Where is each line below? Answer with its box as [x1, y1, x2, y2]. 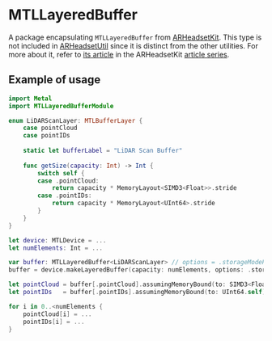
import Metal [8, 95, 53, 103]
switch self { [37, 169, 85, 177]
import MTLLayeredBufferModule [8, 102, 114, 110]
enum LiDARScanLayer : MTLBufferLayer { [8, 116, 143, 124]
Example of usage [8, 73, 101, 86]
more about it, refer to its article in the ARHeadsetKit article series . [8, 49, 230, 59]
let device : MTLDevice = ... [8, 236, 107, 244]
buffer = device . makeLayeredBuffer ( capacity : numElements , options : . [8, 266, 252, 274]
